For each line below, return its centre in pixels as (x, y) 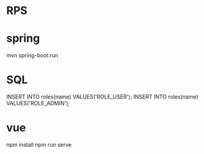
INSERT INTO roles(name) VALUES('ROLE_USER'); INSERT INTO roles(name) (102, 97)
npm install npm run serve (39, 145)
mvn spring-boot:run (32, 55)
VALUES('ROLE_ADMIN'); (38, 103)
